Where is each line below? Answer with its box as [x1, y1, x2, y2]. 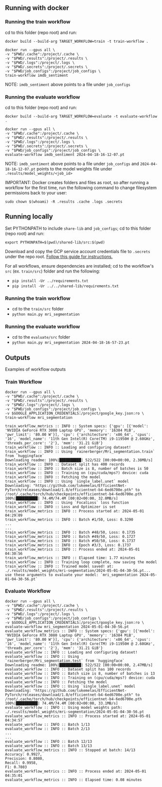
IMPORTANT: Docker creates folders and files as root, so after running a [5, 179, 149, 185]
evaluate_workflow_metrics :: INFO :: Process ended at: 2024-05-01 [5, 769, 146, 774]
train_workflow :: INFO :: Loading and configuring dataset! [5, 445, 131, 450]
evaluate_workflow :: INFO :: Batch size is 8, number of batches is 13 [5, 671, 155, 676]
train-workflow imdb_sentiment [5, 73, 68, 78]
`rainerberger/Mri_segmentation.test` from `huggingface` [5, 658, 125, 663]
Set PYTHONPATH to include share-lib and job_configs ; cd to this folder [5, 225, 151, 231]
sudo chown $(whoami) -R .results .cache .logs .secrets [5, 199, 123, 204]
